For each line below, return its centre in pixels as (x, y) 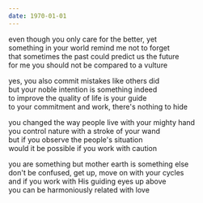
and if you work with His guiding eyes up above (87, 181)
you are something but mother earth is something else (99, 164)
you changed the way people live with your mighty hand (102, 122)
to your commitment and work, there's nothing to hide (98, 106)
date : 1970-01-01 (38, 16)
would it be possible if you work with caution (83, 148)
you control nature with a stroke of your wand (84, 131)
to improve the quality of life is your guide (78, 97)
